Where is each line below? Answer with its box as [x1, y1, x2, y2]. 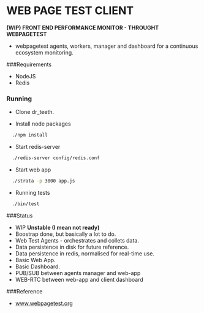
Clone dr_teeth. [15, 108, 55, 116]
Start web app [15, 166, 51, 173]
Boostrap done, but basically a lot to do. [15, 230, 116, 238]
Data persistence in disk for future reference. [15, 243, 129, 251]
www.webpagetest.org [15, 300, 74, 307]
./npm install [12, 132, 48, 138]
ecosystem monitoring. [15, 48, 74, 56]
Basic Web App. [15, 256, 56, 263]
